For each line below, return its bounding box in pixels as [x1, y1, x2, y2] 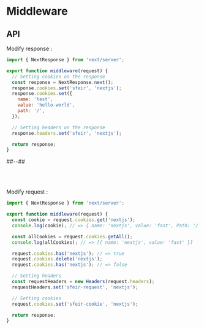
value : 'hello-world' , [17, 102, 75, 108]
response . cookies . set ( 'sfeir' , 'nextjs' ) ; [12, 85, 122, 91]
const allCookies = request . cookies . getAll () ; [12, 233, 133, 240]
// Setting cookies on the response [12, 74, 105, 80]
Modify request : [6, 188, 48, 195]
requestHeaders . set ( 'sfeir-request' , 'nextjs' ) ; [12, 284, 138, 290]
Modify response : [6, 45, 53, 52]
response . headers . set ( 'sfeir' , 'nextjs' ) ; [12, 130, 122, 136]
